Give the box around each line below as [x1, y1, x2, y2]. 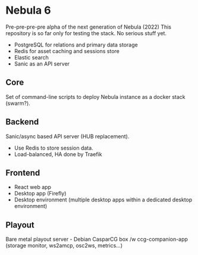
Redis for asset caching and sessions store [14, 47, 120, 54]
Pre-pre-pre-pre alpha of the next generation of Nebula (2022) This [5, 23, 172, 30]
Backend [5, 117, 39, 127]
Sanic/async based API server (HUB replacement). [5, 132, 130, 140]
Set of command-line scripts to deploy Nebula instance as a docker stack [5, 93, 186, 100]
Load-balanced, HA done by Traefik [14, 150, 102, 158]
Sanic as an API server [14, 60, 70, 67]
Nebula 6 [5, 4, 51, 17]
